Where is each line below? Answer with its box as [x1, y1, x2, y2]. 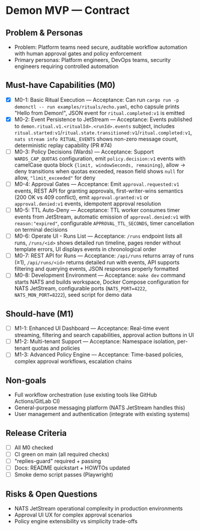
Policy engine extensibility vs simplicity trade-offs [14, 518, 138, 525]
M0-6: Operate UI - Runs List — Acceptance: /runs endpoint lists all [14, 232, 183, 240]
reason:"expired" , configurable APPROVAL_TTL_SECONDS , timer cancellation [14, 220, 195, 227]
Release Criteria [5, 428, 67, 438]
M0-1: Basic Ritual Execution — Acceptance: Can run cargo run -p [14, 96, 180, 103]
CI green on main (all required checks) [14, 451, 109, 458]
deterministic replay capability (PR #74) [14, 141, 112, 149]
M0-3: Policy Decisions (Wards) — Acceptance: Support [14, 148, 154, 155]
